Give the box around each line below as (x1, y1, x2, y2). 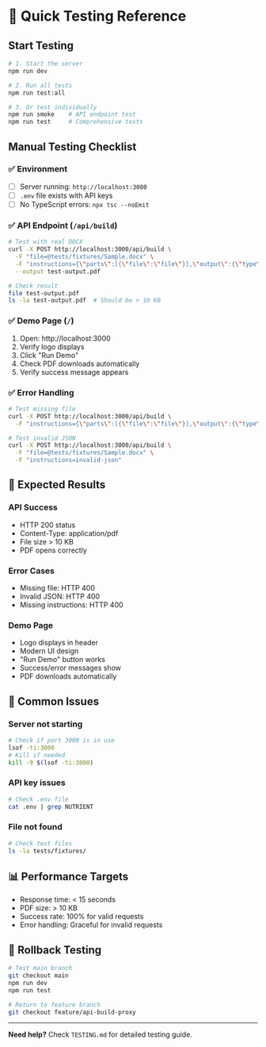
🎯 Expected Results (8, 478, 106, 491)
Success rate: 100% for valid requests (19, 912, 144, 922)
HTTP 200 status (19, 520, 76, 529)
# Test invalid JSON (8, 434, 77, 442)
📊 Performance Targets (8, 869, 129, 883)
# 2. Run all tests (8, 81, 73, 90)
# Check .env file (8, 795, 69, 803)
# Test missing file (8, 405, 77, 413)
